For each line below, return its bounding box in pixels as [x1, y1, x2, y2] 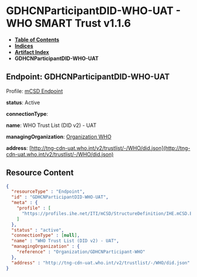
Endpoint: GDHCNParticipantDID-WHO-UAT [6, 72, 170, 82]
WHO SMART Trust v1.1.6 [6, 16, 131, 30]
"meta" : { [11, 200, 38, 206]
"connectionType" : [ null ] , [11, 232, 80, 239]
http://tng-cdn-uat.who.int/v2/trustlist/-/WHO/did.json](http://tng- [31, 144, 191, 151]
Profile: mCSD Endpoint [6, 87, 63, 95]
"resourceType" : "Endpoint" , [11, 189, 85, 195]
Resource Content [6, 168, 74, 178]
